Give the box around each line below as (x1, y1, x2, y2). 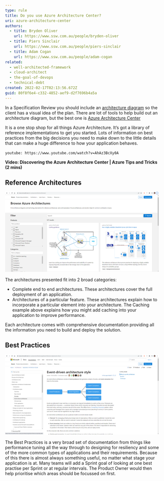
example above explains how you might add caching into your (12, 307, 137, 313)
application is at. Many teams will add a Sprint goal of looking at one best (5, 460, 152, 466)
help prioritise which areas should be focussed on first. (5, 471, 116, 477)
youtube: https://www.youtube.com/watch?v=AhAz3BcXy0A (5, 150, 119, 155)
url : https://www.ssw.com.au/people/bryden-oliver (14, 34, 119, 39)
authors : (5, 24, 23, 28)
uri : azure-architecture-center (5, 18, 71, 23)
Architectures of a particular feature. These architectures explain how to (12, 296, 158, 302)
